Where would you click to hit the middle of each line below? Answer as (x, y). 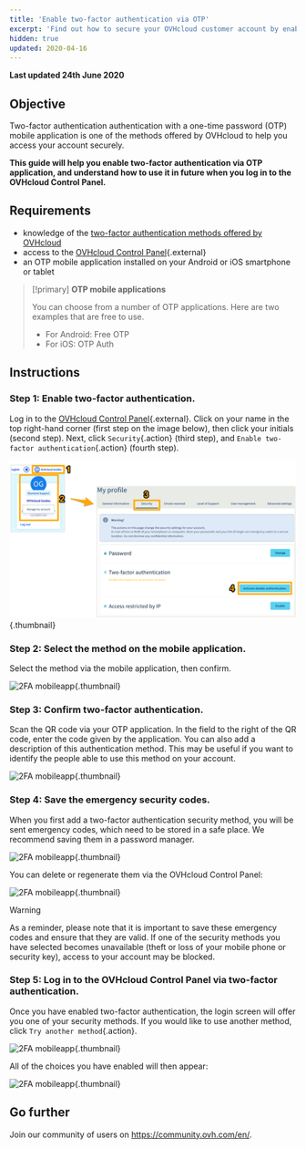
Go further (40, 1113)
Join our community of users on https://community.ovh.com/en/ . (131, 1134)
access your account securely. (67, 145)
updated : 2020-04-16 (49, 48)
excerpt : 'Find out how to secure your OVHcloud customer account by (144, 29)
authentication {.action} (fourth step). (108, 448)
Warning (25, 910)
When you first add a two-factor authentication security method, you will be (152, 820)
